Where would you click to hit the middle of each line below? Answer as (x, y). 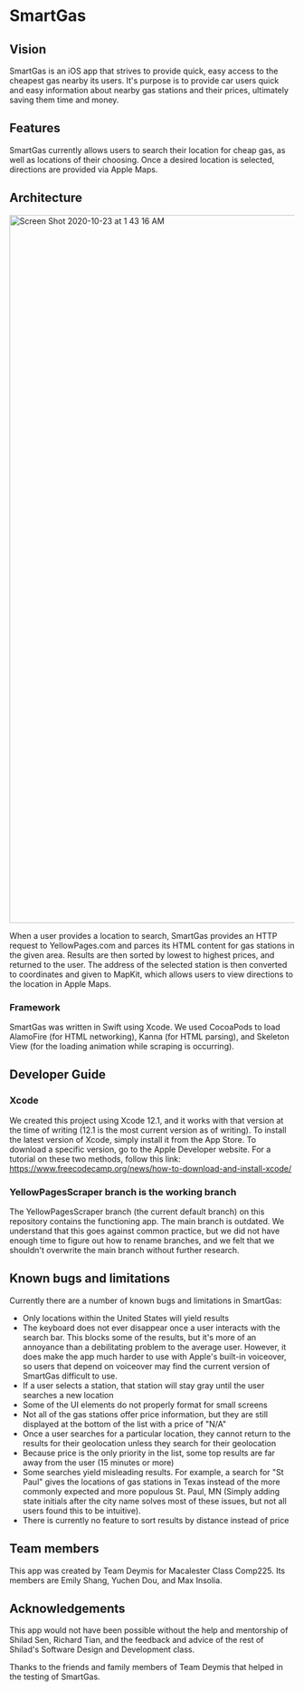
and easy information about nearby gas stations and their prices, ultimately (149, 90)
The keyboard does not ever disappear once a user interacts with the (151, 1328)
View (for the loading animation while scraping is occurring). (122, 1046)
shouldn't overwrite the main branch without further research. (124, 1250)
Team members (54, 1549)
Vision (28, 49)
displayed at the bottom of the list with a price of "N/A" (124, 1424)
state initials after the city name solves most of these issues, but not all (154, 1501)
